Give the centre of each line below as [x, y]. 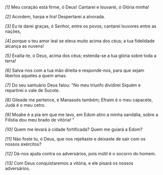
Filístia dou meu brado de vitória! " [40, 120]
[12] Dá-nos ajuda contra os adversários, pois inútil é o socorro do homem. [81, 154]
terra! [11, 61]
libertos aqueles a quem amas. [36, 75]
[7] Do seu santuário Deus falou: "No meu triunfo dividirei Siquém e [73, 85]
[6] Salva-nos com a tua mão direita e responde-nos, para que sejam [75, 70]
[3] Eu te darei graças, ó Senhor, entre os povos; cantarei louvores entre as [81, 26]
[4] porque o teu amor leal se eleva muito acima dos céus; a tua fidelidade [80, 41]
